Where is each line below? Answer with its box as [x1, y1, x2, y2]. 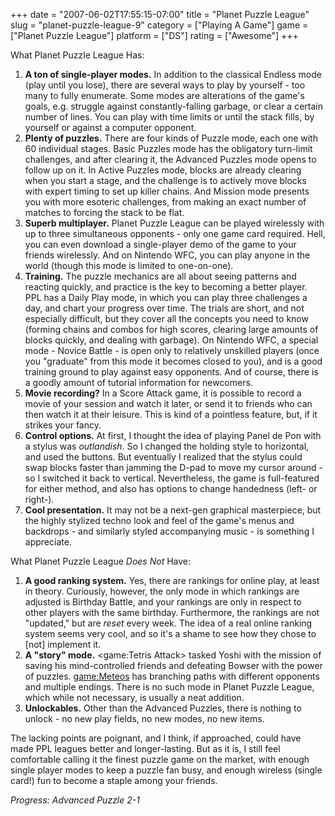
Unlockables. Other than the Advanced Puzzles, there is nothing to [24, 702, 302, 714]
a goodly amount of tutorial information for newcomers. [24, 377, 253, 388]
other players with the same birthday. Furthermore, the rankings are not [24, 607, 320, 618]
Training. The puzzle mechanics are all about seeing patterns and [24, 270, 297, 282]
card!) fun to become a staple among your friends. [10, 775, 218, 786]
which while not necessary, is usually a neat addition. [24, 692, 245, 703]
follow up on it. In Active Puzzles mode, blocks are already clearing [24, 164, 302, 176]
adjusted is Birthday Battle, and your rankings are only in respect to [24, 596, 302, 608]
